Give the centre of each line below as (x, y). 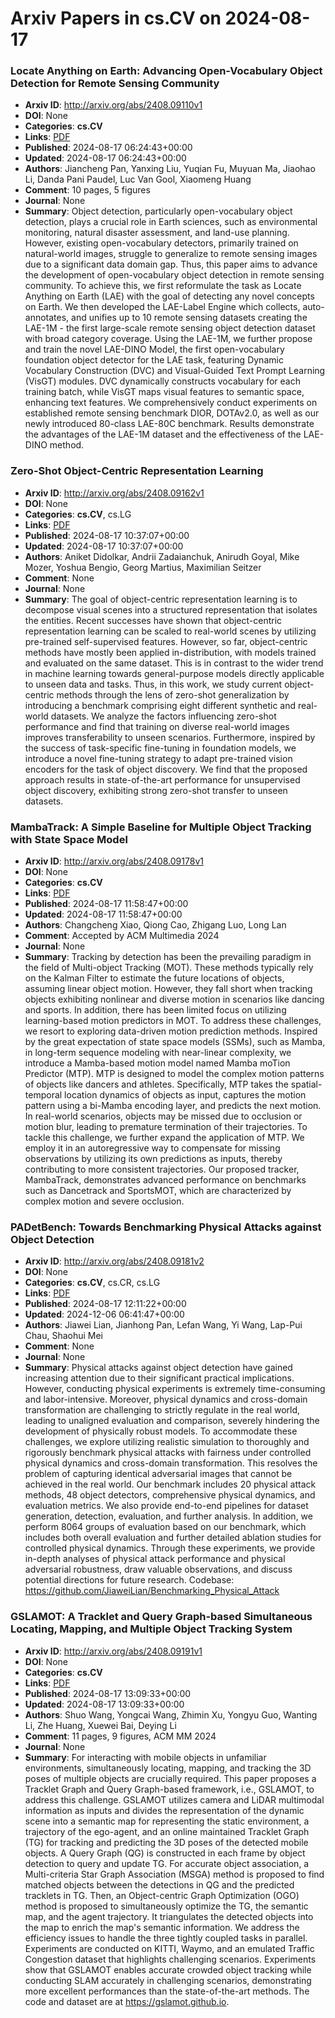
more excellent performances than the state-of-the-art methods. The (167, 1991)
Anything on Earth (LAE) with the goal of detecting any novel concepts (169, 296)
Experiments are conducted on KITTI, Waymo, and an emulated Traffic (169, 1948)
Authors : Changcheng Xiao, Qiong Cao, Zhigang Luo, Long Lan (155, 925)
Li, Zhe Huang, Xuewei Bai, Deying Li (100, 1725)
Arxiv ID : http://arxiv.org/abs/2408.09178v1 (114, 861)
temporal (43, 1095)
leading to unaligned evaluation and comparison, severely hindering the (172, 1421)
